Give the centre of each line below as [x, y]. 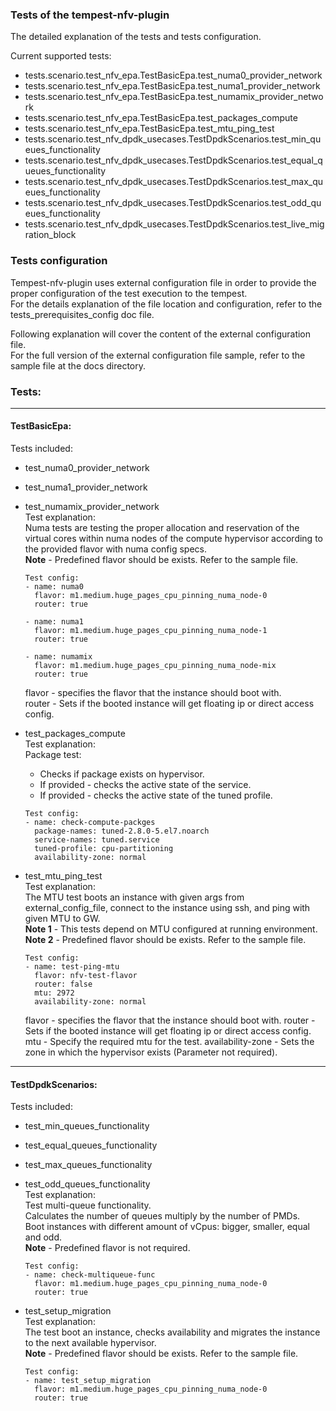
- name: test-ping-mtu [72, 967]
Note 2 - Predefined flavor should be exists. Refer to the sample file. [165, 940]
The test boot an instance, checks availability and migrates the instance [172, 1332]
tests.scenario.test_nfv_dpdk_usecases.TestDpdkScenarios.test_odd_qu [173, 203]
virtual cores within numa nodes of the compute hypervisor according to [173, 539]
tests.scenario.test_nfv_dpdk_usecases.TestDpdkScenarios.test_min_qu [173, 139]
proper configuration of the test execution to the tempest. [129, 293]
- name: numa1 [54, 622]
